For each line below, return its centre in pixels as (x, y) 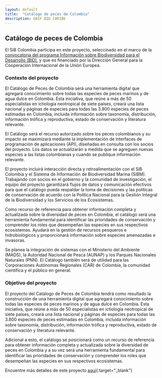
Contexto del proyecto (32, 78)
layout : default (21, 9)
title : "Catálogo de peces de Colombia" (47, 14)
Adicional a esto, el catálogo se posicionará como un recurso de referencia (80, 340)
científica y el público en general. (38, 270)
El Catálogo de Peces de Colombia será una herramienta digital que (72, 88)
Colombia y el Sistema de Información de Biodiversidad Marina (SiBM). (75, 174)
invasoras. (15, 240)
